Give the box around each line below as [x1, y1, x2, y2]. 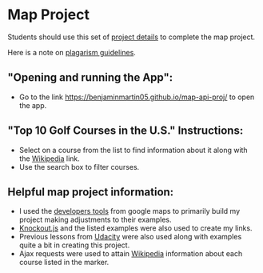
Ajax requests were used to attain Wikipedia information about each [18, 249, 243, 259]
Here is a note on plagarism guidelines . [7, 47, 137, 57]
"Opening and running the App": [7, 70, 173, 85]
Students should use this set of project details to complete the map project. [7, 32, 256, 42]
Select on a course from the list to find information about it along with [18, 145, 249, 155]
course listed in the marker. [18, 258, 110, 267]
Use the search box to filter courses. [18, 162, 140, 171]
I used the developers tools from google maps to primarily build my [18, 207, 241, 216]
